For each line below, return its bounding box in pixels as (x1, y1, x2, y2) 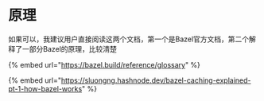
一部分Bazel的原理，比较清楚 (21, 44, 118, 53)
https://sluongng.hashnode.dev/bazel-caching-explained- (60, 76, 252, 85)
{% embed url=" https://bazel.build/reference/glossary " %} (8, 60, 201, 69)
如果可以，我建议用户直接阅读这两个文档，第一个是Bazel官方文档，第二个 (8, 34, 250, 44)
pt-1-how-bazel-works (8, 84, 83, 93)
